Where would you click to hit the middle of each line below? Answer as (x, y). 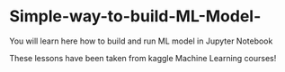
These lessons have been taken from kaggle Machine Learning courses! (143, 58)
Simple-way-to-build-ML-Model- (135, 16)
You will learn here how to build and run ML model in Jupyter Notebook (141, 41)
